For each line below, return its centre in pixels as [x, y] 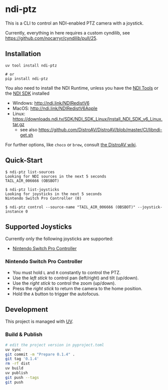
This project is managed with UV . [39, 321]
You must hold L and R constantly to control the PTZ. [66, 272]
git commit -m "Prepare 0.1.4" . [40, 354]
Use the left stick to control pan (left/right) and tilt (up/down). [75, 278]
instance [14, 212]
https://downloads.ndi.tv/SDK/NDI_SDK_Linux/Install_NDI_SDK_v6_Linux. [88, 119]
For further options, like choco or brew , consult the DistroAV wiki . [71, 144]
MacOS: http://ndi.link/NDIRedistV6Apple [55, 108]
